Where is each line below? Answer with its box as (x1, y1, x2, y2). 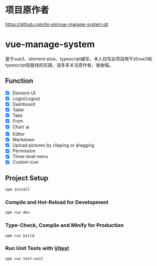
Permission (12, 148, 36, 154)
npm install (5, 187, 30, 192)
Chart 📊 (12, 124, 30, 130)
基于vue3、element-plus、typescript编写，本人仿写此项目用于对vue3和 (5, 56, 153, 62)
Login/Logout (12, 95, 40, 101)
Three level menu (12, 154, 48, 160)
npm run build (5, 233, 35, 238)
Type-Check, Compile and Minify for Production (5, 222, 124, 229)
